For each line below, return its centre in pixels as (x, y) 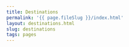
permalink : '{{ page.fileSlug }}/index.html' (65, 18)
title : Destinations (33, 12)
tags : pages (21, 35)
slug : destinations (31, 29)
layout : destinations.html (40, 23)
